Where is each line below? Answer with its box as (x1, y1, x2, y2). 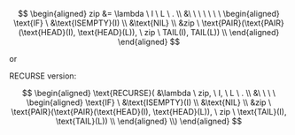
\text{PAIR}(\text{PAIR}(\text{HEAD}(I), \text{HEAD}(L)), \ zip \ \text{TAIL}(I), (11, 107, 287, 116)
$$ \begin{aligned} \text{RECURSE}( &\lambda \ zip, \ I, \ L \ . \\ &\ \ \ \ (21, 88, 276, 98)
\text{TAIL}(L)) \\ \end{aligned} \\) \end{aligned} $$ (56, 116, 242, 126)
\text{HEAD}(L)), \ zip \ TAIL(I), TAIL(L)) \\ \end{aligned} (77, 27, 280, 37)
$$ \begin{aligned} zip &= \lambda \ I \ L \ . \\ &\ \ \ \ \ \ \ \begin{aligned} (17, 9, 281, 19)
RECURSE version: (9, 71, 77, 81)
